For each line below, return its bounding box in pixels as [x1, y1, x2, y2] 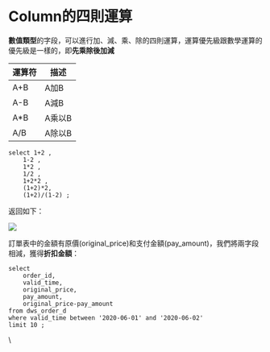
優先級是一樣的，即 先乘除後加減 [8, 45, 114, 55]
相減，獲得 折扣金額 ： [8, 248, 79, 258]
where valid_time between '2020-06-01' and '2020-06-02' [8, 313, 204, 322]
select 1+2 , [8, 148, 52, 157]
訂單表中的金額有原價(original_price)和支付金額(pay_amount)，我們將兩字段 [8, 238, 260, 248]
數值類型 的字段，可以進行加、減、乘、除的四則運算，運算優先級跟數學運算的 [8, 35, 263, 45]
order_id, [23, 271, 56, 280]
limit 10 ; [8, 321, 45, 329]
